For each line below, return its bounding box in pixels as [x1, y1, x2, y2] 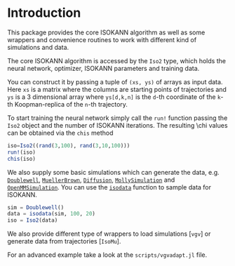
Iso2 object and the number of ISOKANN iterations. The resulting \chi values [7, 121, 228, 129]
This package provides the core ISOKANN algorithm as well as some [7, 28, 206, 36]
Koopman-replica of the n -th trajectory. [14, 100, 128, 108]
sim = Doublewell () [7, 204, 65, 211]
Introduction [7, 5, 81, 21]
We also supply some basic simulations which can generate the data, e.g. [7, 168, 220, 176]
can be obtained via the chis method [7, 128, 114, 137]
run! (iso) [7, 149, 36, 156]
